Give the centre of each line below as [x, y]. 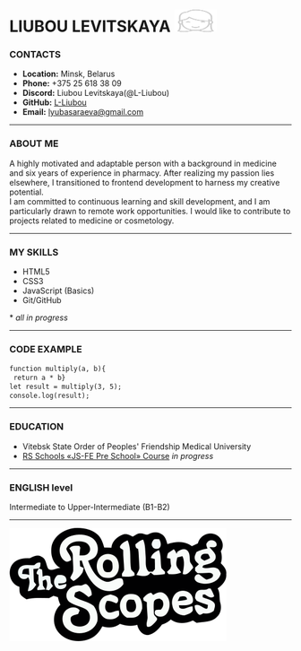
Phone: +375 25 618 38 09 [72, 83]
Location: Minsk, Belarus [69, 74]
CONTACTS [35, 55]
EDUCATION [37, 427]
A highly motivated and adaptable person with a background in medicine [143, 163]
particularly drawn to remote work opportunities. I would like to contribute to [150, 211]
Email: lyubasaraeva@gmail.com [83, 112]
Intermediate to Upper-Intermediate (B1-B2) [90, 507]
